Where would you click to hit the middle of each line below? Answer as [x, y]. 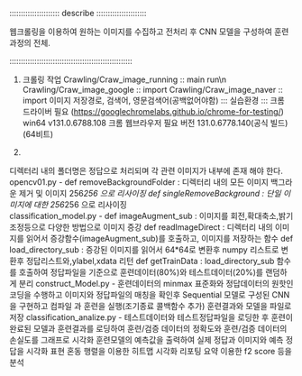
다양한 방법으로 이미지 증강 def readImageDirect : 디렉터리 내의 [160, 227]
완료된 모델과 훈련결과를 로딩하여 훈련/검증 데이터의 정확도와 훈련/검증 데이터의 [148, 329]
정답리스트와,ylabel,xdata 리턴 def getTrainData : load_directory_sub [150, 261]
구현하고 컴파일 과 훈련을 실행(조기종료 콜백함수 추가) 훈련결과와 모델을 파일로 [155, 306]
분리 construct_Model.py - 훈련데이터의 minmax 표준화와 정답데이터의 [144, 284]
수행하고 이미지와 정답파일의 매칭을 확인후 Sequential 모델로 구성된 [151, 295]
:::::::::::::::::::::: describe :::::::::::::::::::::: [78, 13]
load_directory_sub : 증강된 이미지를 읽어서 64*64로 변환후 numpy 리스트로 [144, 250]
